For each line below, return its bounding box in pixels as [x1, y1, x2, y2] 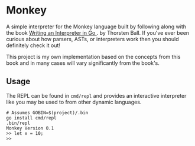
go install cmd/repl [6, 115, 57, 121]
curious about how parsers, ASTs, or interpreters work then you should [6, 35, 179, 42]
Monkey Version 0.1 [6, 125, 54, 131]
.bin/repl [6, 120, 31, 126]
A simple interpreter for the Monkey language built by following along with [6, 23, 187, 30]
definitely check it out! [6, 42, 61, 49]
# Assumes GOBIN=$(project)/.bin [6, 109, 89, 115]
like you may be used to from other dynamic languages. [6, 98, 142, 105]
